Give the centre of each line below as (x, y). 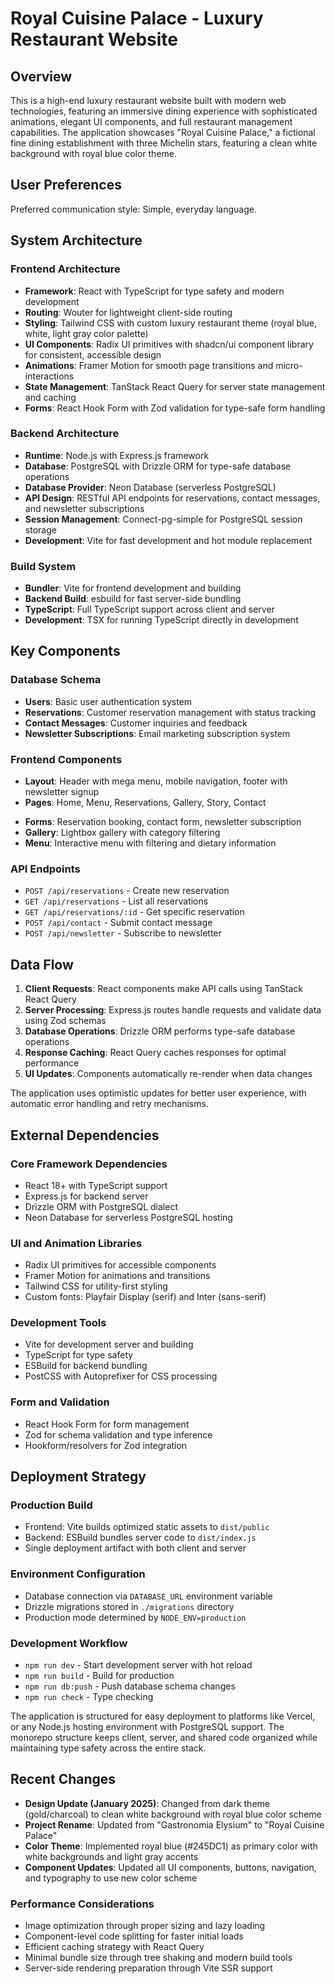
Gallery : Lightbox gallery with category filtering (122, 833)
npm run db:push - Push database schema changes (130, 1686)
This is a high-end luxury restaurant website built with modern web (148, 100)
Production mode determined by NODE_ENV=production (135, 1617)
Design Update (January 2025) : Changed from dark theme (147, 1803)
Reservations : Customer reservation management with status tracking (170, 712)
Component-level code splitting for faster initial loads (134, 1936)
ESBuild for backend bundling (86, 1366)
